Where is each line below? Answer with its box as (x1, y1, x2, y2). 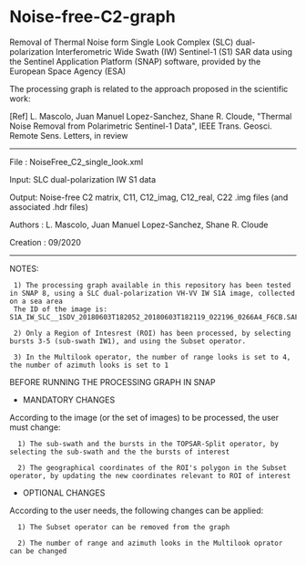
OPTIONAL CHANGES (22, 487, 106, 498)
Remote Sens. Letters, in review (9, 130, 128, 141)
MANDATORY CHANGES (22, 394, 116, 405)
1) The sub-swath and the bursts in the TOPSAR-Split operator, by (17, 439, 280, 448)
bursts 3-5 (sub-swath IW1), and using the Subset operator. (9, 336, 247, 346)
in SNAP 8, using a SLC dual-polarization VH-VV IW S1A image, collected (9, 288, 296, 298)
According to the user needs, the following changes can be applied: (9, 505, 264, 516)
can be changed (9, 546, 67, 556)
